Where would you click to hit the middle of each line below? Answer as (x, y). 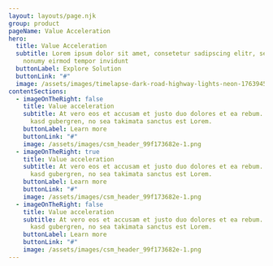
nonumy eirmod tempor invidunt (76, 62)
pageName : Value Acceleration (60, 31)
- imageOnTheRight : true (58, 152)
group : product (34, 24)
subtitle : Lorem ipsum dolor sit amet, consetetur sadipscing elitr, (136, 54)
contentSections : (38, 91)
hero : (17, 39)
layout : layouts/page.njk (52, 16)
